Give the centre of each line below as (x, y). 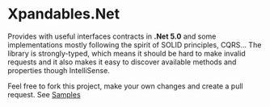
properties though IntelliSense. (59, 70)
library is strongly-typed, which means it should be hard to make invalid (127, 53)
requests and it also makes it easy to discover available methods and (122, 62)
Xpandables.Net (64, 14)
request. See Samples (44, 94)
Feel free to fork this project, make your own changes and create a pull (125, 86)
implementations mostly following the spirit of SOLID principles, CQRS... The (135, 44)
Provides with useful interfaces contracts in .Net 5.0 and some (112, 36)
